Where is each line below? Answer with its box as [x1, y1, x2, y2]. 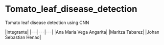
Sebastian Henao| [5, 34, 41, 40]
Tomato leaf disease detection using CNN [5, 20, 89, 25]
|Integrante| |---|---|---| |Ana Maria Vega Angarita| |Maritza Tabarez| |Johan [5, 29, 160, 35]
